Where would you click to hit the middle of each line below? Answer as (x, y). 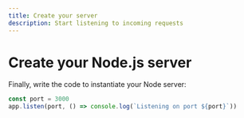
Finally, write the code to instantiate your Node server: (97, 85)
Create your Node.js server (100, 63)
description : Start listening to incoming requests (96, 23)
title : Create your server (53, 16)
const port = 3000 (39, 99)
